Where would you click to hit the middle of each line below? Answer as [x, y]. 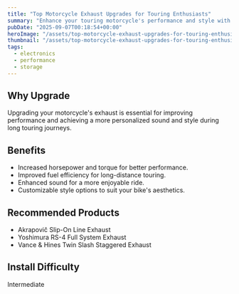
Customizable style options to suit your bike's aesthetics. [101, 190]
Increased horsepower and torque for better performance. [103, 167]
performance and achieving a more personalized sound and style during [113, 120]
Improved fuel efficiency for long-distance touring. [91, 175]
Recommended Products [63, 212]
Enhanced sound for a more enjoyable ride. [81, 183]
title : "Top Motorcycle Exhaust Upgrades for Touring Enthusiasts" [110, 14]
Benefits [27, 150]
